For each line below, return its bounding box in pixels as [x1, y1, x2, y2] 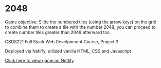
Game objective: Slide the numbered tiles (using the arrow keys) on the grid [5, 19, 157, 25]
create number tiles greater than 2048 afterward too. [5, 29, 111, 35]
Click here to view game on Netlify [5, 57, 74, 63]
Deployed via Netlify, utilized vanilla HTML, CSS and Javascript [5, 48, 131, 54]
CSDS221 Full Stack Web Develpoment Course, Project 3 [5, 38, 119, 44]
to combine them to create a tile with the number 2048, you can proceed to [5, 24, 156, 30]
